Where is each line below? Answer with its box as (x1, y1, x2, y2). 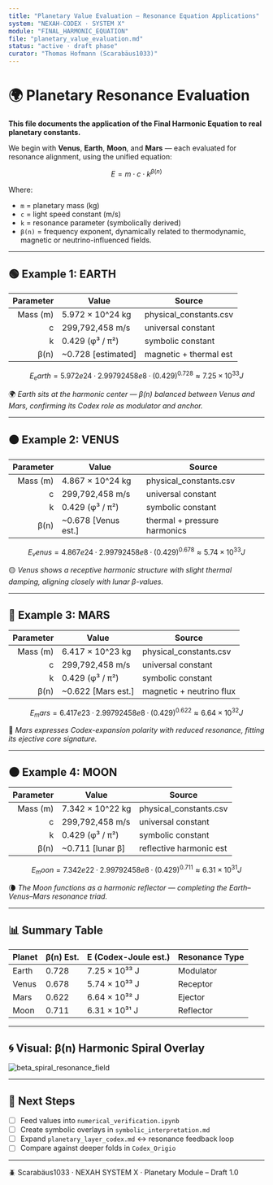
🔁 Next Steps (8, 1094, 76, 1108)
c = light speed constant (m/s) (19, 209, 122, 219)
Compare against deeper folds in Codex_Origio (19, 1144, 176, 1153)
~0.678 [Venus (61, 514, 120, 525)
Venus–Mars (8, 891, 50, 901)
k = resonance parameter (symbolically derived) (19, 217, 181, 228)
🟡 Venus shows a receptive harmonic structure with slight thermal (8, 565, 232, 575)
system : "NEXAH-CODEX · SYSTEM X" (8, 20, 126, 28)
